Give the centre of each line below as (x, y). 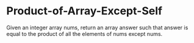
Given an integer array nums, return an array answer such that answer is (97, 27)
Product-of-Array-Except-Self (84, 11)
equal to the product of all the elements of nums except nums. (84, 33)
